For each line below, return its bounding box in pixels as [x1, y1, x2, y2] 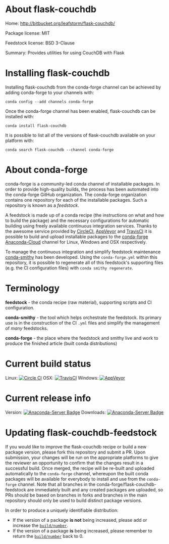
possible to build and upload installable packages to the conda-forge [5, 234, 148, 240]
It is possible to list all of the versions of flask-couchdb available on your [5, 132, 155, 138]
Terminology [5, 283, 60, 294]
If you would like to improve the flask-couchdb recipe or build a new [5, 443, 147, 449]
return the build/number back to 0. [12, 533, 84, 539]
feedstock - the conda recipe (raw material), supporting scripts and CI [5, 299, 152, 305]
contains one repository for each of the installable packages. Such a [5, 197, 147, 203]
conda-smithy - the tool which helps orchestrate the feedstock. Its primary [5, 314, 162, 321]
